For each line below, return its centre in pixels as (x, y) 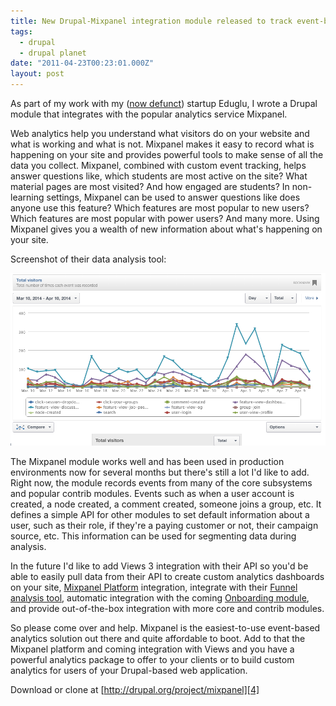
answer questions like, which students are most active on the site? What (159, 176)
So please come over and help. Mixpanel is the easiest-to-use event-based (165, 627)
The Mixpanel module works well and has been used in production (147, 461)
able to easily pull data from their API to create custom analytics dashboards (167, 576)
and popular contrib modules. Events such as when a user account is (152, 493)
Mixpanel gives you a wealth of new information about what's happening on (166, 229)
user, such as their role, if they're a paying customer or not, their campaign (164, 525)
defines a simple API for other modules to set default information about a (160, 514)
